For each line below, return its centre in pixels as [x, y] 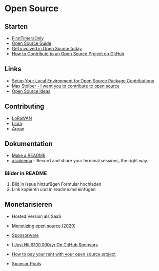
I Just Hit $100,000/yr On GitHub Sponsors [55, 245]
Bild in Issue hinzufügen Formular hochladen [56, 184]
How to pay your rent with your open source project [63, 254]
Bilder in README [26, 174]
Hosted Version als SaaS [36, 216]
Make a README [29, 155]
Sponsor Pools [26, 263]
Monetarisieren [28, 204]
